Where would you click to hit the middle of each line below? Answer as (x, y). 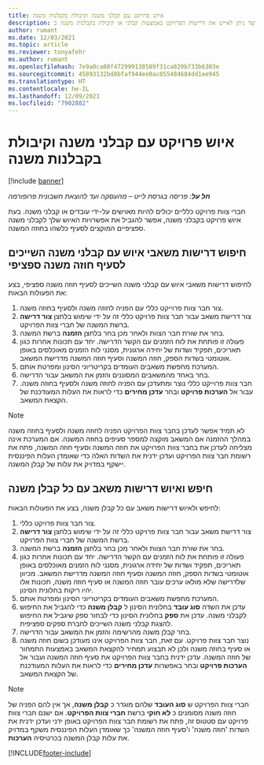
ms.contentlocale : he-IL (49, 89)
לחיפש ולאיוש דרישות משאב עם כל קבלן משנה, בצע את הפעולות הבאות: (114, 507)
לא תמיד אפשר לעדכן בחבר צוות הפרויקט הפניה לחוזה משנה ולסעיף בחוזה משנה (126, 430)
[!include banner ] (36, 181)
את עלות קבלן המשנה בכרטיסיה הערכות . (69, 737)
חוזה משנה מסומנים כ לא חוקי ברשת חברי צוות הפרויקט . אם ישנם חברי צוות (123, 712)
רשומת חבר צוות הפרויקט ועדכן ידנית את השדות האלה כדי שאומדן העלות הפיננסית (130, 455)
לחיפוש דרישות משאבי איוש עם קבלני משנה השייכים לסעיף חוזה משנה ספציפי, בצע (130, 284)
